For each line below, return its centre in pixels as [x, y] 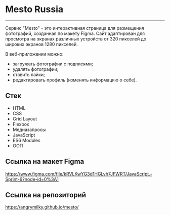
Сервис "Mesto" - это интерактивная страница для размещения [75, 28]
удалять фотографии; [35, 69]
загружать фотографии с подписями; [53, 64]
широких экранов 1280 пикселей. [41, 44]
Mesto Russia [34, 9]
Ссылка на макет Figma [45, 162]
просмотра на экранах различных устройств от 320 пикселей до [76, 38]
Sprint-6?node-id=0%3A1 [32, 179]
